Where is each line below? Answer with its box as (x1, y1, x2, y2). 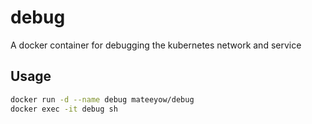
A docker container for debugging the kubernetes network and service (10, 39, 302, 51)
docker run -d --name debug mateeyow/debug (10, 94, 195, 105)
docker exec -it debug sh (10, 104, 118, 114)
